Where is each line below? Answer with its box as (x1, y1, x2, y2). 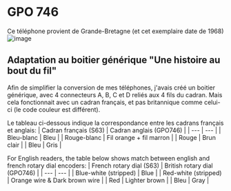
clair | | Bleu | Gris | (7, 141, 62, 149)
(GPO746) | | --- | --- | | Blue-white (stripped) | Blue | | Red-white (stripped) (7, 168, 222, 177)
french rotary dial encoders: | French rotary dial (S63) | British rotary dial (7, 161, 214, 170)
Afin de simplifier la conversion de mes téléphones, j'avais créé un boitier (7, 83, 216, 92)
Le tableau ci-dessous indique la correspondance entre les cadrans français (7, 119, 224, 127)
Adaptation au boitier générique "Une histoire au (7, 54, 221, 66)
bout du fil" (7, 65, 57, 77)
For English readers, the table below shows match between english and (7, 154, 210, 162)
